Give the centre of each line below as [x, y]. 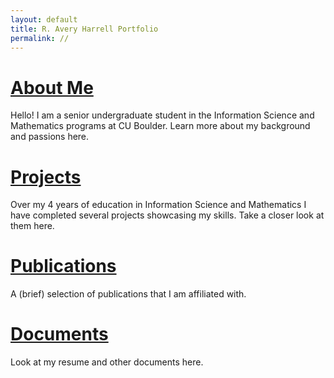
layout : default [44, 19]
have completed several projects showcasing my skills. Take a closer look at [167, 215]
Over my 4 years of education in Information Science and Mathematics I [158, 205]
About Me [52, 87]
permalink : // [40, 38]
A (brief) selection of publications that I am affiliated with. [128, 294]
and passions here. [50, 137]
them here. [32, 226]
